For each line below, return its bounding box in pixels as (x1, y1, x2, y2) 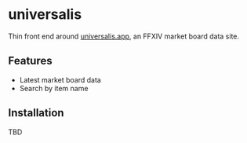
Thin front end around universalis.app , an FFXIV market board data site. (8, 31, 240, 41)
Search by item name (19, 83, 89, 93)
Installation (8, 106, 64, 119)
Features (8, 54, 53, 68)
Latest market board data (19, 75, 102, 84)
